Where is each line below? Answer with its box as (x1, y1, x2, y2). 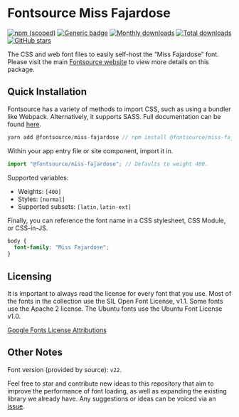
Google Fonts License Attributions (7, 326, 107, 334)
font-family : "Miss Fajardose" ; (14, 244, 110, 251)
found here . (7, 120, 41, 128)
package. (7, 65, 35, 73)
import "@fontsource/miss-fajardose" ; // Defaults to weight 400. (7, 160, 208, 168)
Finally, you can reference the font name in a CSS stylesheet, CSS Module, (7, 216, 226, 225)
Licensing (7, 270, 52, 282)
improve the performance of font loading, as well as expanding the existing (7, 386, 228, 395)
